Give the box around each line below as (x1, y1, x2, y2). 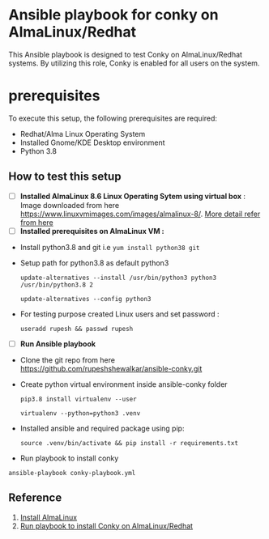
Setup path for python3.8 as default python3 (19, 257, 169, 268)
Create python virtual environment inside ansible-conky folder (19, 379, 228, 389)
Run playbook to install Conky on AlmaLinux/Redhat (19, 520, 193, 531)
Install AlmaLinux (19, 512, 78, 522)
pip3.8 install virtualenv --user (19, 395, 137, 403)
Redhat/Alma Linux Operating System (19, 129, 146, 138)
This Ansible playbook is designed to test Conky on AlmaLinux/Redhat (8, 49, 243, 59)
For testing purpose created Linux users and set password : (19, 309, 220, 319)
